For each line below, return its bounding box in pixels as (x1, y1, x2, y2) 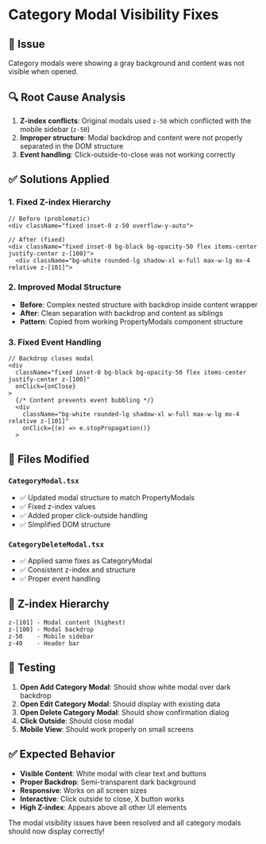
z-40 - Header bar (8, 639, 80, 648)
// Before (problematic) (8, 215, 91, 223)
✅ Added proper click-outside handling (19, 511, 148, 520)
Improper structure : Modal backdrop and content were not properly (19, 133, 243, 142)
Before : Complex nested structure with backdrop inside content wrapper (19, 300, 258, 309)
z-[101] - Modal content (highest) (8, 618, 126, 626)
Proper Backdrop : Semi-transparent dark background (19, 777, 196, 787)
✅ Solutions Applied (8, 173, 110, 186)
